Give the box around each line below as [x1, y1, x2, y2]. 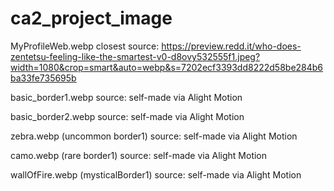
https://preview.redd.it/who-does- [161, 40, 302, 52]
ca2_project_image [10, 7, 173, 30]
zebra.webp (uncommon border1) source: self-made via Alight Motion [10, 130, 298, 142]
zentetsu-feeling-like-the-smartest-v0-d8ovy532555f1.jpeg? [10, 50, 261, 62]
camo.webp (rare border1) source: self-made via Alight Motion [10, 149, 268, 161]
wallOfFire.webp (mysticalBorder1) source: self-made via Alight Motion [10, 168, 302, 181]
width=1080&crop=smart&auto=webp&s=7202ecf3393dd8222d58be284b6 [10, 61, 324, 73]
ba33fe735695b [10, 72, 77, 84]
